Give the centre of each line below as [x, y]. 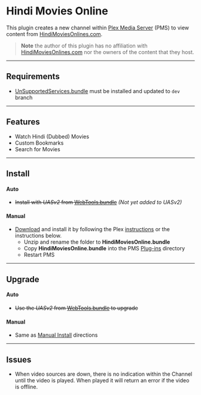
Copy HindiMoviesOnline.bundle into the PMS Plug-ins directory [104, 249]
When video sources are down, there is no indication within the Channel [103, 374]
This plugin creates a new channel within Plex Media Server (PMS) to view [98, 28]
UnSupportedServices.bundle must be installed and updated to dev [98, 91]
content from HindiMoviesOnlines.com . [54, 34]
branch [24, 97]
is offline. [26, 387]
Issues [19, 359]
